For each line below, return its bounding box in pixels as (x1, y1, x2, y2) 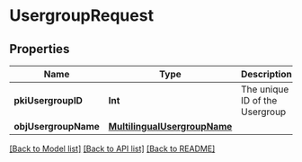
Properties (9, 41, 70, 57)
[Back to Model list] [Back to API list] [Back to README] (9, 143, 216, 154)
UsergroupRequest (9, 5, 155, 26)
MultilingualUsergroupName (108, 121, 233, 132)
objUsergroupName (13, 121, 101, 132)
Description (241, 68, 292, 80)
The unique (241, 83, 289, 95)
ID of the (241, 94, 278, 106)
